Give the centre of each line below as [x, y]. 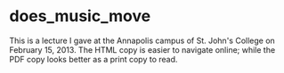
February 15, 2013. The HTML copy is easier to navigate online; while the [142, 49]
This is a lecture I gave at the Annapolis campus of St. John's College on [142, 40]
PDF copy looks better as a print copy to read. [93, 59]
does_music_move [80, 16]
